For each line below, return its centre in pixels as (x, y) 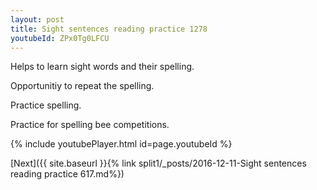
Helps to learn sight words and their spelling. (102, 67)
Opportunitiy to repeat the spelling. (82, 86)
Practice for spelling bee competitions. (90, 125)
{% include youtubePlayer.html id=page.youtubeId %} (121, 144)
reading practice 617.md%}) (67, 174)
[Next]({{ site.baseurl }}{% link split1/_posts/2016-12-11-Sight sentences (158, 163)
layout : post (37, 19)
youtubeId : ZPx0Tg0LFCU (60, 38)
